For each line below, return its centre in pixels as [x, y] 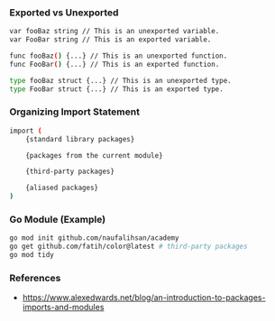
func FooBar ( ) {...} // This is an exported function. [115, 64]
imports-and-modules [63, 307]
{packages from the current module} [95, 155]
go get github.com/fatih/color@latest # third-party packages [128, 247]
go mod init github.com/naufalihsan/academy [94, 238]
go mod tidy [32, 255]
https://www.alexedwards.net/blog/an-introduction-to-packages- [144, 298]
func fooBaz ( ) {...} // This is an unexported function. [119, 56]
